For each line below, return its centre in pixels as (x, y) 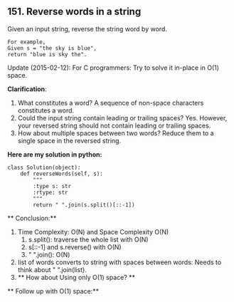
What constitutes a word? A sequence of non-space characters (111, 103)
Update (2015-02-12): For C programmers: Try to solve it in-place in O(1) (113, 68)
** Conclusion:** (32, 218)
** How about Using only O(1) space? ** (76, 277)
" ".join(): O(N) (49, 254)
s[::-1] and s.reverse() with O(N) (75, 247)
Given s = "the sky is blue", (52, 48)
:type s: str (52, 186)
